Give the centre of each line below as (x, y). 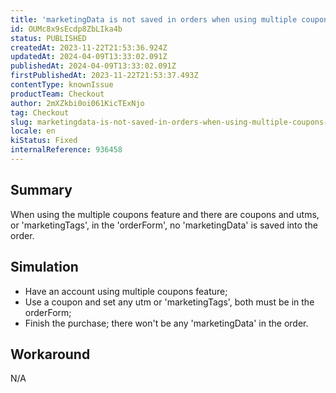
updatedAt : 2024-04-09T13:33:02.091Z (89, 57)
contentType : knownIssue (62, 85)
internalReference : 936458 (66, 150)
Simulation (44, 267)
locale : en (33, 131)
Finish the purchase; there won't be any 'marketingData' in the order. (166, 323)
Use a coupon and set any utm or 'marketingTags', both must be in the (169, 302)
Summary (41, 190)
